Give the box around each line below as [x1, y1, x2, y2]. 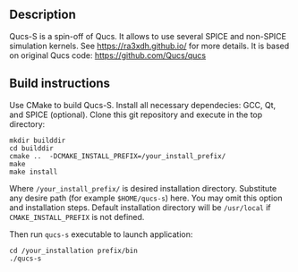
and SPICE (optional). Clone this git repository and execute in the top [9, 109, 263, 120]
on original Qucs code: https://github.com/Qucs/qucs [9, 49, 207, 61]
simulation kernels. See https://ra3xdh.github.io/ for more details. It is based [9, 40, 290, 51]
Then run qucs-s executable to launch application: [9, 228, 193, 240]
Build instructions [9, 76, 110, 91]
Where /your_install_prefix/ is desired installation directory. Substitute [9, 183, 277, 193]
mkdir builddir [9, 136, 66, 145]
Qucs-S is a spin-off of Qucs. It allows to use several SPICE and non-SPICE [9, 30, 287, 41]
